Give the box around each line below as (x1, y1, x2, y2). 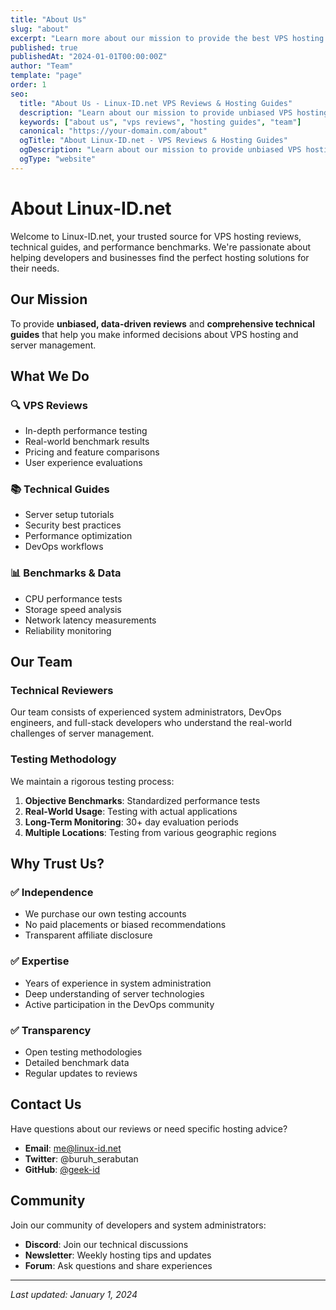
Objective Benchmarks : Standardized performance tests (24, 794, 261, 806)
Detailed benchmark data (24, 1057, 130, 1069)
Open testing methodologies (24, 1046, 143, 1058)
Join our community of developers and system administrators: (10, 1219, 267, 1231)
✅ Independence (10, 886, 94, 900)
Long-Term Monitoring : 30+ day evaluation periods (24, 816, 239, 828)
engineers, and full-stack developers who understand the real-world (10, 717, 293, 729)
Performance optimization (24, 530, 133, 542)
